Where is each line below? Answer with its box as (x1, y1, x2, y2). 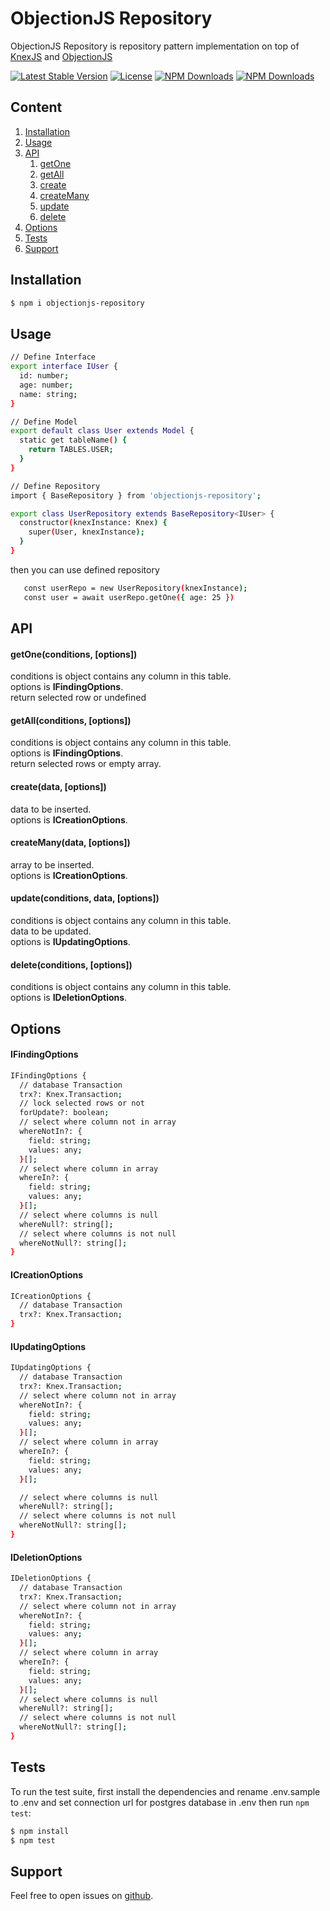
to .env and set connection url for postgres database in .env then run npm (10, 1796, 310, 1808)
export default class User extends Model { (10, 426, 195, 436)
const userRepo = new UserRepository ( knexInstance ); (23, 583, 248, 593)
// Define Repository (10, 481, 101, 491)
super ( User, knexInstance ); (28, 527, 145, 537)
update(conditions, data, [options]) (10, 892, 160, 904)
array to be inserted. (10, 858, 95, 871)
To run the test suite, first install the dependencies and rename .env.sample (10, 1785, 321, 1797)
